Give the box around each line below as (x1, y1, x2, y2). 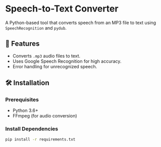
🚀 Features (5, 40, 40, 48)
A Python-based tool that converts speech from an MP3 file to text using (5, 20, 156, 26)
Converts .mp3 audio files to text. (12, 53, 81, 59)
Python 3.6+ (12, 107, 39, 113)
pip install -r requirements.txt (5, 136, 76, 142)
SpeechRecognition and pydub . (5, 25, 67, 31)
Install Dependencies (5, 125, 59, 132)
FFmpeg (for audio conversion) (12, 113, 77, 119)
